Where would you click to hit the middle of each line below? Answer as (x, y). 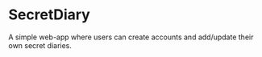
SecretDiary (49, 15)
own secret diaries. (40, 45)
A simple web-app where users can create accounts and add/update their (131, 37)
